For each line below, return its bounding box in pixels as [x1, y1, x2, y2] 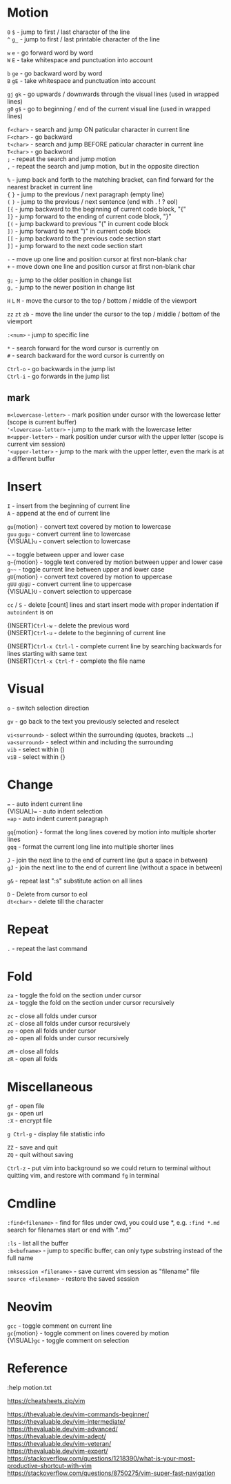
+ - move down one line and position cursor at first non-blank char [7, 262, 195, 270]
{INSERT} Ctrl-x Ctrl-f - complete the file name [7, 657, 145, 665]
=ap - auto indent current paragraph [7, 814, 108, 823]
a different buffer [7, 454, 56, 462]
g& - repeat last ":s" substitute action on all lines [7, 876, 143, 885]
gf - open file [7, 1102, 45, 1110]
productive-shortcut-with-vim [7, 1462, 92, 1470]
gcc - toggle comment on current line [7, 1322, 112, 1330]
